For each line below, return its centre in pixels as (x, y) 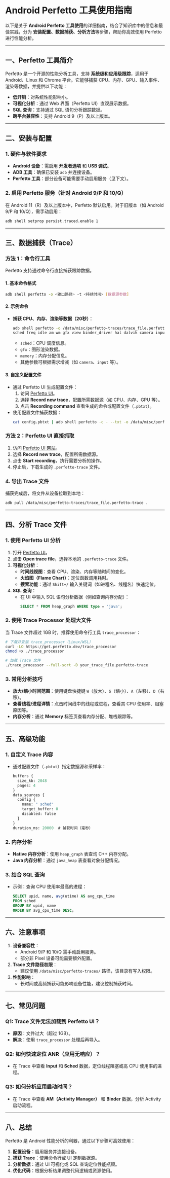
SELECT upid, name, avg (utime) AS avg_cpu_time (63, 896)
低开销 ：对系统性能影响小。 (41, 97)
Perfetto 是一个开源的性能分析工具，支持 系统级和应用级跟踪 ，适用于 (77, 74)
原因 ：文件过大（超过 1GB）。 (43, 1033)
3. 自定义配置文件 (24, 374)
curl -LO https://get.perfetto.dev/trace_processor (61, 647)
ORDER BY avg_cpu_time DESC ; (43, 910)
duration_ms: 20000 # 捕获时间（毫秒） (53, 828)
